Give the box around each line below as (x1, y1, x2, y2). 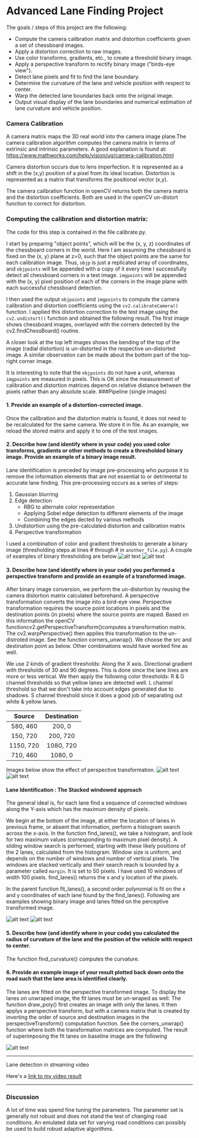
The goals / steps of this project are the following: (6, 24, 127, 31)
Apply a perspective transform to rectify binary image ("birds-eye (14, 61, 175, 68)
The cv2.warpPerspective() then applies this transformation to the (6, 630, 167, 637)
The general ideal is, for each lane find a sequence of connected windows (6, 799, 188, 806)
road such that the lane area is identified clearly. (6, 975, 128, 983)
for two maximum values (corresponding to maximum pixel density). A (6, 836, 178, 843)
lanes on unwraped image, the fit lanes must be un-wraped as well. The (6, 994, 182, 1002)
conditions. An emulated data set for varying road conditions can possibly (6, 1119, 187, 1126)
